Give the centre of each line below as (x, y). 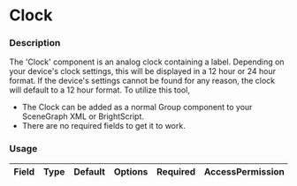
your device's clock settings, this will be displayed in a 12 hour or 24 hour (143, 71)
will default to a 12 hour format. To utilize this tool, (99, 90)
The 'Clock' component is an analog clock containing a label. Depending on (147, 62)
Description (35, 43)
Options (131, 171)
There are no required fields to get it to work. (103, 126)
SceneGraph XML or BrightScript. (83, 116)
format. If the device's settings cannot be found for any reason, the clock (142, 81)
